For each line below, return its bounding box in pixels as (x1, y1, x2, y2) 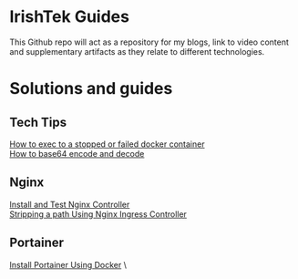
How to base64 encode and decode (9, 148, 145, 159)
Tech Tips (9, 114, 67, 129)
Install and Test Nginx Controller (9, 199, 130, 210)
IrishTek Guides (9, 6, 130, 27)
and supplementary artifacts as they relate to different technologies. (9, 46, 265, 57)
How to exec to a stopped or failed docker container (9, 139, 205, 150)
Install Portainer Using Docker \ (9, 259, 128, 270)
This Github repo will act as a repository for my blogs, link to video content (9, 36, 290, 47)
